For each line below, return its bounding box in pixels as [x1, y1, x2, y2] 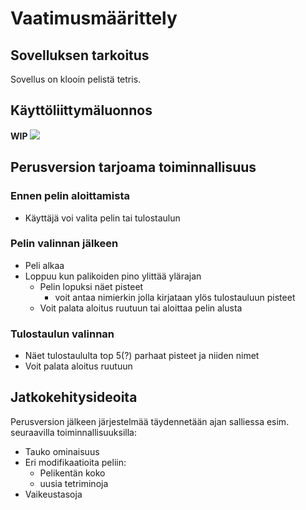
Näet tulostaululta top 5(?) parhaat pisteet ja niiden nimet [24, 350, 260, 362]
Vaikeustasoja [24, 488, 83, 500]
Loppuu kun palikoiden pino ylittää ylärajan [24, 270, 202, 282]
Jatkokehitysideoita [10, 389, 138, 406]
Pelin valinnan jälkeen [10, 237, 119, 251]
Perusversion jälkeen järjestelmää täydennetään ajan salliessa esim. [10, 415, 290, 427]
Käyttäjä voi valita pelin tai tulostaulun [24, 212, 181, 224]
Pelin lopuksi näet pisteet [39, 280, 144, 292]
